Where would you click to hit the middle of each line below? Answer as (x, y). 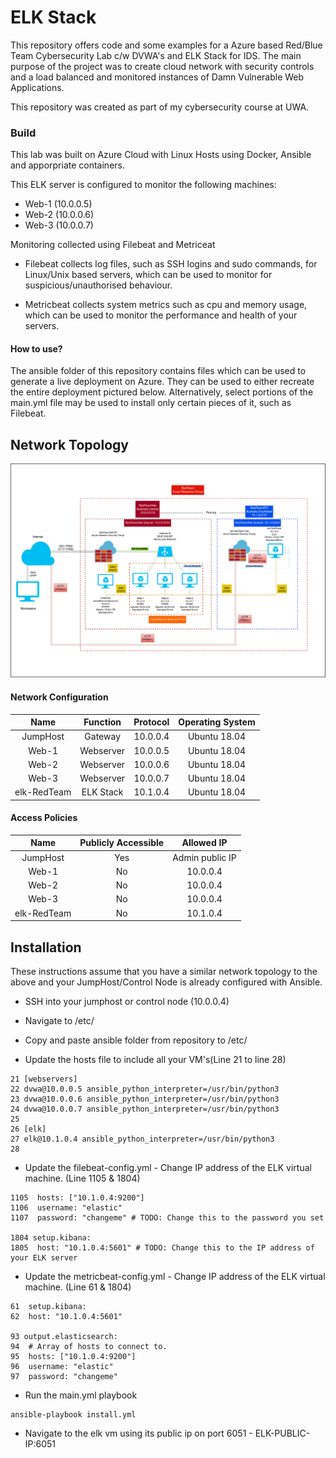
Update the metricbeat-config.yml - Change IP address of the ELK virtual (175, 1277)
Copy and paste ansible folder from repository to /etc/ (136, 1040)
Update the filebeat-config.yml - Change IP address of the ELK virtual (168, 1168)
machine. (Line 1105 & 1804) (82, 1178)
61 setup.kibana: (48, 1307)
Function (102, 722)
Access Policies (44, 818)
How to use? (36, 348)
